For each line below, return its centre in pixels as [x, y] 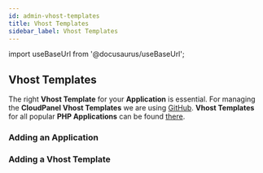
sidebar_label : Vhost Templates [63, 31]
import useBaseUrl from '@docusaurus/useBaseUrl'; [96, 54]
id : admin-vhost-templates [54, 16]
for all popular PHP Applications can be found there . [97, 117]
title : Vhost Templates [49, 24]
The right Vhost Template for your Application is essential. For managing [132, 99]
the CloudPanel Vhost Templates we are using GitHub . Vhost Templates [131, 108]
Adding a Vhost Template [60, 159]
